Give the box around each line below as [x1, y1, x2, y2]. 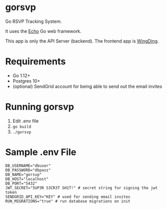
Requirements [5, 56, 66, 67]
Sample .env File [5, 147, 77, 158]
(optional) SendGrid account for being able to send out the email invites [12, 83, 162, 89]
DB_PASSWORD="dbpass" [5, 167, 51, 172]
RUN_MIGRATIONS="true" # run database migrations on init [5, 198, 130, 204]
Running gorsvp [5, 101, 75, 113]
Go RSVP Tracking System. [5, 18, 62, 24]
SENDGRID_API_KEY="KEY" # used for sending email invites [5, 194, 130, 199]
